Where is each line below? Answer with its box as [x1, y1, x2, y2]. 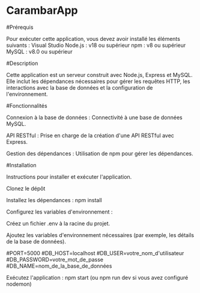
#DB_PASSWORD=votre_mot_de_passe [6, 256, 104, 263]
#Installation [6, 161, 37, 168]
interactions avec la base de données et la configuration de [6, 84, 153, 91]
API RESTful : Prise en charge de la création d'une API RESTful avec [6, 132, 174, 139]
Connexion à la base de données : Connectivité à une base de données [6, 114, 183, 121]
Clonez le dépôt [6, 185, 46, 192]
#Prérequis [6, 23, 34, 31]
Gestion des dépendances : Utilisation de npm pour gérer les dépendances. [6, 150, 193, 157]
